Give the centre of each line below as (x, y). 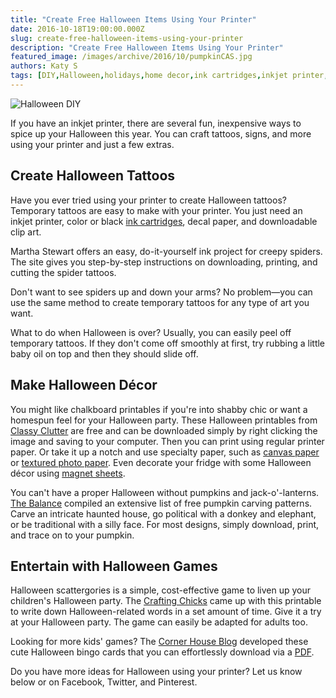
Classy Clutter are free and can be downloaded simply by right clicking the (164, 430)
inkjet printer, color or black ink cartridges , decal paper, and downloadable (164, 221)
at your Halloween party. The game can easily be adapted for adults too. (159, 622)
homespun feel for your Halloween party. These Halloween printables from (164, 420)
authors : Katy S (44, 66)
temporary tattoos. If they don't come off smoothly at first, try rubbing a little (168, 343)
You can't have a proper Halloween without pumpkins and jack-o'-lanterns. (165, 492)
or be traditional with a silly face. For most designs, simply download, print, (165, 524)
